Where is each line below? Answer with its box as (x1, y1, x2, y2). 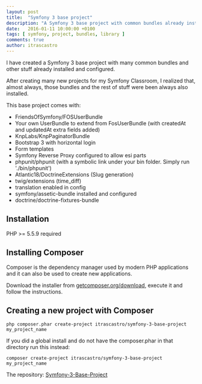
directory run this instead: (6, 344, 70, 351)
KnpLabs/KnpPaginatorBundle (14, 132, 90, 139)
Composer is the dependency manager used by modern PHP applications (6, 263, 189, 271)
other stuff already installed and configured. (6, 65, 115, 72)
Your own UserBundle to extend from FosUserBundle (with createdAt (14, 119, 186, 127)
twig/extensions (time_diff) (14, 177, 82, 184)
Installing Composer (6, 248, 84, 258)
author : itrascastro (6, 43, 58, 49)
